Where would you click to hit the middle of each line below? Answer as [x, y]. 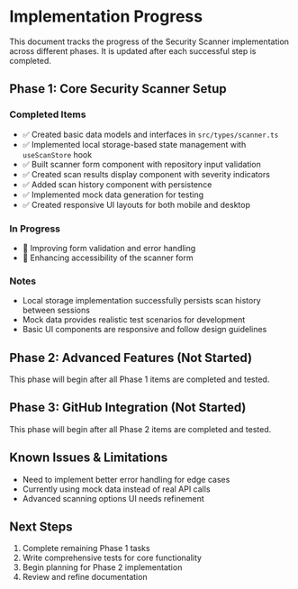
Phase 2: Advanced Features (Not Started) [131, 358]
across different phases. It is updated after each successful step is [133, 50]
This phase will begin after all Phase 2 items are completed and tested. [140, 429]
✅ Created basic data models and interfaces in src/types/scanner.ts [150, 134]
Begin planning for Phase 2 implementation [102, 567]
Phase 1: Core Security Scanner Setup [118, 89]
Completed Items [48, 114]
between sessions [56, 310]
